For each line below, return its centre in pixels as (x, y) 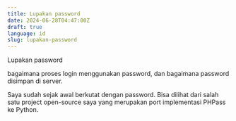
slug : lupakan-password (42, 40)
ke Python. (23, 110)
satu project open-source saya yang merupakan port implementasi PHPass (117, 102)
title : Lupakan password (44, 14)
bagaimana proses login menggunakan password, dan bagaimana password (118, 74)
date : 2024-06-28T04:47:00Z (49, 20)
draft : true (25, 27)
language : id (26, 33)
